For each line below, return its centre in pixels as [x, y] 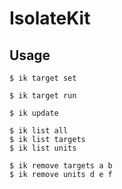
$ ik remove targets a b [61, 166]
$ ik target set [43, 78]
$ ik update [34, 113]
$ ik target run [43, 96]
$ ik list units [43, 148]
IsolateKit [50, 18]
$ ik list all [39, 131]
